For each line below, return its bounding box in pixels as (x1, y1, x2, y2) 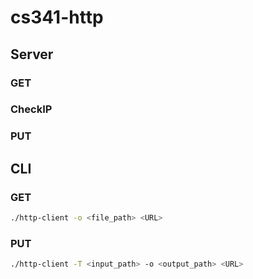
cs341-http (10, 6, 104, 29)
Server (10, 46, 54, 63)
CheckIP (10, 102, 53, 116)
